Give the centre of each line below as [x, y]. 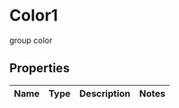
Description [105, 93]
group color [31, 40]
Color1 [34, 16]
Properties [40, 68]
